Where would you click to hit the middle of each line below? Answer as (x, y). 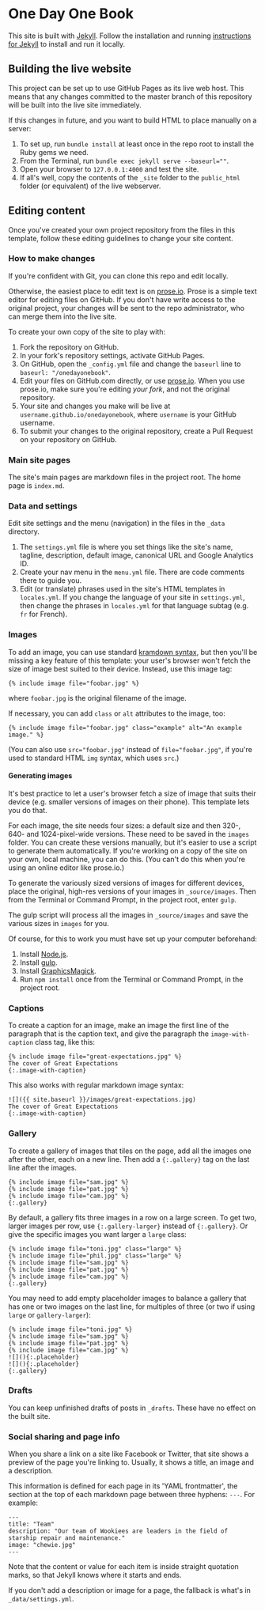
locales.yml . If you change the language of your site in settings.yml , (132, 597)
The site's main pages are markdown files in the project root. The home (125, 477)
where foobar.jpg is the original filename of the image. (98, 698)
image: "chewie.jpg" (42, 1545)
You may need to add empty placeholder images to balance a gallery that (127, 1298)
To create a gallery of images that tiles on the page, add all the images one (130, 1151)
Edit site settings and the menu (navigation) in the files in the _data (117, 524)
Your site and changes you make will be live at (95, 406)
